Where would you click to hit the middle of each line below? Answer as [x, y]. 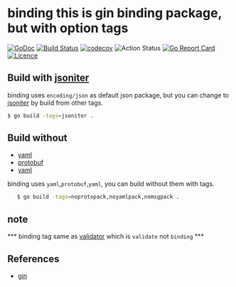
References [33, 259]
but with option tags [68, 28]
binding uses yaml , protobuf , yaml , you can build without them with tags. [111, 184]
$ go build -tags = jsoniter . [50, 115]
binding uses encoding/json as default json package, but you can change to [118, 95]
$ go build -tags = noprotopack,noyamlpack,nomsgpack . [98, 197]
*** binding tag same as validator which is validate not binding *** [106, 236]
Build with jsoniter [48, 78]
